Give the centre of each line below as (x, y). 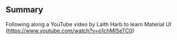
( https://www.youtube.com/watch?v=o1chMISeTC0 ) (70, 30)
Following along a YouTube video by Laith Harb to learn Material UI (88, 24)
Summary (24, 10)
